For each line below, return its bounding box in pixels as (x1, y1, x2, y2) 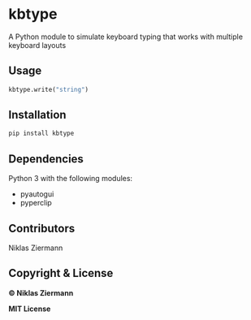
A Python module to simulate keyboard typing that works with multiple (8, 32, 244, 41)
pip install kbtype (8, 129, 75, 138)
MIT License (8, 304, 51, 314)
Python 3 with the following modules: (8, 174, 132, 184)
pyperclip (19, 198, 53, 208)
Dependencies (8, 152, 84, 166)
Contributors (8, 221, 76, 236)
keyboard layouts (8, 40, 67, 50)
